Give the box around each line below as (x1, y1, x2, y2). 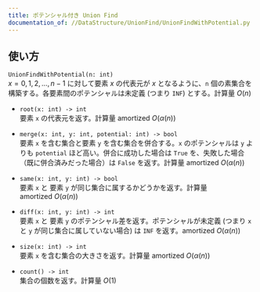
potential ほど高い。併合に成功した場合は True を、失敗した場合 (34, 148, 245, 157)
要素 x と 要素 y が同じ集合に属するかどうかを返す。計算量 (19, 183, 208, 193)
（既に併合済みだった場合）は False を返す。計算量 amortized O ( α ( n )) (19, 158, 245, 168)
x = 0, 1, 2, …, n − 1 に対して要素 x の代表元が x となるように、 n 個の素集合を (8, 79, 252, 88)
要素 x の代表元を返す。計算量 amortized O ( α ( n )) (19, 114, 176, 123)
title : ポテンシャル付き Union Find (8, 11, 118, 20)
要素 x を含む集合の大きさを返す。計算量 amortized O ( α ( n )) (19, 251, 211, 261)
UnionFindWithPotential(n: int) (8, 71, 114, 79)
